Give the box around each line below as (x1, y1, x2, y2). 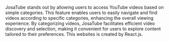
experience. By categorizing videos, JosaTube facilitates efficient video (5, 20, 155, 26)
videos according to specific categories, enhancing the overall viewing (5, 15, 154, 21)
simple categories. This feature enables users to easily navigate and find (5, 10, 158, 16)
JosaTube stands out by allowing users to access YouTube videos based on (5, 5, 164, 10)
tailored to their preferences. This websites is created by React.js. (5, 31, 143, 37)
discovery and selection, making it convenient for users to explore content (5, 26, 161, 32)
